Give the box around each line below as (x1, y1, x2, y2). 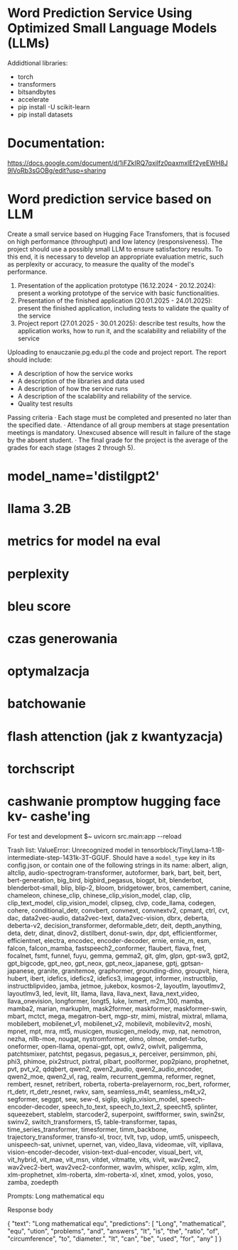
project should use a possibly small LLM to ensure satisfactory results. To (7, 244, 222, 253)
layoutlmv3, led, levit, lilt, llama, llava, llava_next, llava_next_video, (7, 989, 200, 998)
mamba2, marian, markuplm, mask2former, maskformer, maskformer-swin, (7, 1004, 227, 1013)
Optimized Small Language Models (7, 20, 217, 36)
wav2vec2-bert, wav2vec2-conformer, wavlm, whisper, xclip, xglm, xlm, (7, 1163, 219, 1171)
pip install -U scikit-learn (17, 102, 90, 111)
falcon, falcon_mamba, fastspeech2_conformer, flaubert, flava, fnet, (7, 944, 207, 952)
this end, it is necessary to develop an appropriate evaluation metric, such (7, 252, 224, 261)
